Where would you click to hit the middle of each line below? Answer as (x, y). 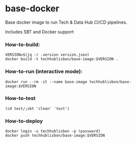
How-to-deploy (24, 121)
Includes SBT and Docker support (40, 32)
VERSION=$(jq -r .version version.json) (47, 55)
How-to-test (20, 98)
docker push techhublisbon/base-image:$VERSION (55, 136)
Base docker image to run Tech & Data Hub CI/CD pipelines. (66, 22)
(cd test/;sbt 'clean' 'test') (37, 108)
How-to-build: (23, 44)
